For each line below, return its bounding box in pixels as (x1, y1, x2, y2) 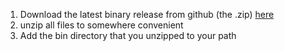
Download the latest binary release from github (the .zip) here (19, 9, 275, 20)
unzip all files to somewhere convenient (19, 19, 184, 31)
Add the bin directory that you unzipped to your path (19, 30, 237, 41)
